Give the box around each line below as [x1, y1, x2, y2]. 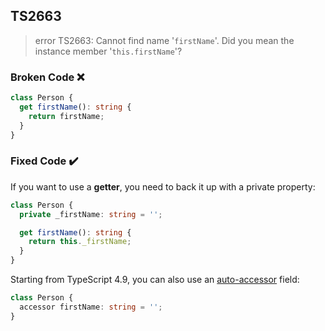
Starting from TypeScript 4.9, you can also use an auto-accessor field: [10, 274, 300, 286]
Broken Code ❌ [10, 70, 85, 84]
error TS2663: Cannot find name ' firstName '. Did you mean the [34, 34, 295, 46]
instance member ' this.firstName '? [34, 45, 183, 57]
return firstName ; [28, 111, 105, 121]
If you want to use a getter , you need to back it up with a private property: [10, 180, 316, 193]
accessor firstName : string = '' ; [19, 302, 163, 312]
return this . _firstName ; [28, 237, 132, 247]
